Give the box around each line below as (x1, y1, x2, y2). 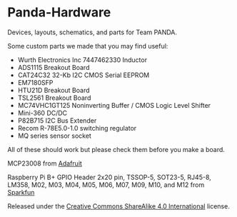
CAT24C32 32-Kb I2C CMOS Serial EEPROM (17, 71, 150, 79)
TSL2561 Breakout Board (17, 94, 91, 102)
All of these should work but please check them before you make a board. (7, 145, 225, 153)
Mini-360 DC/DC (17, 108, 68, 117)
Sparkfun (7, 188, 35, 196)
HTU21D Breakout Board (17, 86, 91, 94)
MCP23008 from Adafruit (7, 158, 82, 168)
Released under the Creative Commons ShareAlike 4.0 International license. (7, 201, 230, 211)
